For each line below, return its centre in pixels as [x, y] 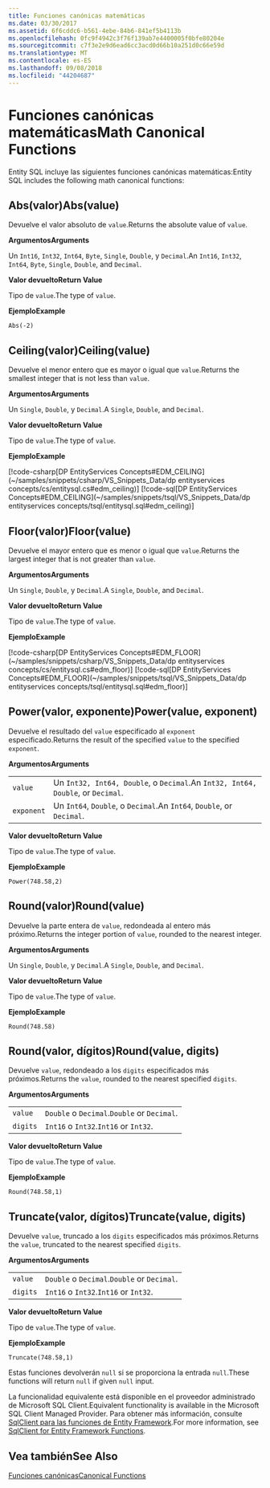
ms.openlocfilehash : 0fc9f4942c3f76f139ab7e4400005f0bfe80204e [117, 38]
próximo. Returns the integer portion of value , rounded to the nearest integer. [135, 934]
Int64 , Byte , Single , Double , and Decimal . [75, 264]
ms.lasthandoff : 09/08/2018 [55, 68]
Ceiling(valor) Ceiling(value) [79, 350]
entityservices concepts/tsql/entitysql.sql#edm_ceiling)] [101, 506]
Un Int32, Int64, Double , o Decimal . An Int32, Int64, [155, 783]
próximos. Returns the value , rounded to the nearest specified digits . [123, 1079]
